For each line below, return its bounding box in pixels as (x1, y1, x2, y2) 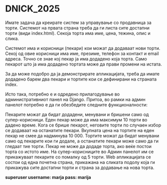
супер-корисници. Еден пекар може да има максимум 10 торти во (5, 116, 148, 122)
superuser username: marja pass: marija (5, 174, 91, 180)
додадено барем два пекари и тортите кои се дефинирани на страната (5, 76, 157, 82)
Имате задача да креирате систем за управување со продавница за (5, 19, 152, 25)
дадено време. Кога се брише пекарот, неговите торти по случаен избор (5, 122, 162, 128)
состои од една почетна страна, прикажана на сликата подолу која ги (5, 159, 156, 165)
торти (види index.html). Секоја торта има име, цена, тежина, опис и (5, 30, 151, 36)
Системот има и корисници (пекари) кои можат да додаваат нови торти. (5, 45, 161, 51)
